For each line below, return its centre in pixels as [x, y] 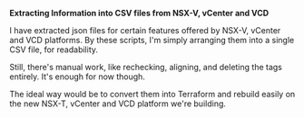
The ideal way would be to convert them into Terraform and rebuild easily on [152, 94]
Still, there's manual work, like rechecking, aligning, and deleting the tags [146, 67]
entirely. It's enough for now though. [77, 77]
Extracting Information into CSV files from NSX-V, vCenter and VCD [139, 13]
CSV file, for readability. [54, 50]
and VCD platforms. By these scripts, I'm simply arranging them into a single [152, 40]
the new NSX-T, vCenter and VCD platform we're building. [118, 104]
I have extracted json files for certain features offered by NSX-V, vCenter [145, 30]
